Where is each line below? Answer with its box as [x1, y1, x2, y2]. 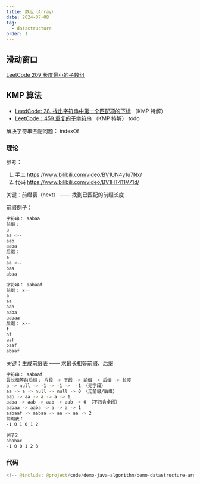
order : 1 [6, 31, 28, 37]
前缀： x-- [6, 287, 31, 293]
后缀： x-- [6, 320, 31, 326]
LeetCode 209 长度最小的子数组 [6, 71, 85, 78]
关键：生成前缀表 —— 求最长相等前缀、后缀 [6, 360, 114, 367]
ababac [6, 438, 23, 444]
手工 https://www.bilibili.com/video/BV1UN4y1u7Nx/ [14, 171, 142, 179]
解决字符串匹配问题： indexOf [6, 127, 79, 135]
